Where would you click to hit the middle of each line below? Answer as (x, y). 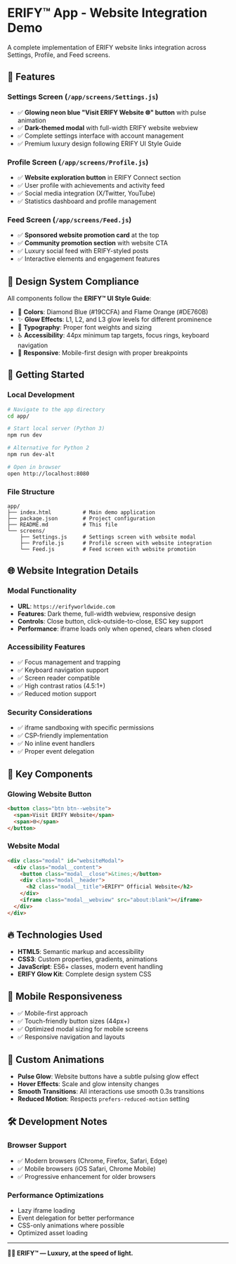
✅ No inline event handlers (56, 744)
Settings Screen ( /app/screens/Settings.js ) (83, 97)
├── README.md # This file (63, 525)
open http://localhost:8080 (48, 473)
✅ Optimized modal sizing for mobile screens (83, 1029)
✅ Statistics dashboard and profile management (87, 201)
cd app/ (19, 416)
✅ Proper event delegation (56, 752)
